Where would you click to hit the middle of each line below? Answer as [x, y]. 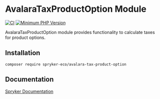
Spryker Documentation [29, 91]
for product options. [25, 37]
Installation [23, 53]
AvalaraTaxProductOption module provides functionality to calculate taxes [80, 32]
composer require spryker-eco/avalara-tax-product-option [66, 64]
